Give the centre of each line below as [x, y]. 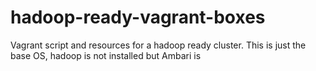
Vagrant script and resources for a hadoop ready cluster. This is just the [158, 45]
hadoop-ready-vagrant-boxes [138, 17]
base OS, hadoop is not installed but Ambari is [106, 55]
